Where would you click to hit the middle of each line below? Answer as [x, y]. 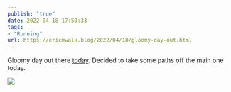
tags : [15, 27]
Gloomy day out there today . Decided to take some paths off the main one [116, 60]
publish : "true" [31, 14]
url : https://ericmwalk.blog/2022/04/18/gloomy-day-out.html [100, 40]
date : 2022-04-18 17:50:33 [47, 21]
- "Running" [25, 34]
